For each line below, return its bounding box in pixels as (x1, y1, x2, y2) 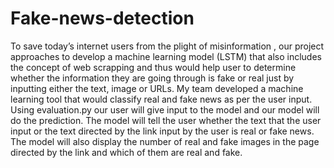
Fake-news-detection (10, 7, 195, 30)
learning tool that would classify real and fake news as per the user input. (10, 93, 313, 105)
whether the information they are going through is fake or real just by (10, 72, 295, 84)
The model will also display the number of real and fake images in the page (10, 135, 320, 147)
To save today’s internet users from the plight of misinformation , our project (10, 40, 325, 52)
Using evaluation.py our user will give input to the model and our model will (10, 103, 320, 116)
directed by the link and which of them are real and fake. (10, 146, 243, 158)
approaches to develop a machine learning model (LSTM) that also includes (10, 50, 322, 62)
